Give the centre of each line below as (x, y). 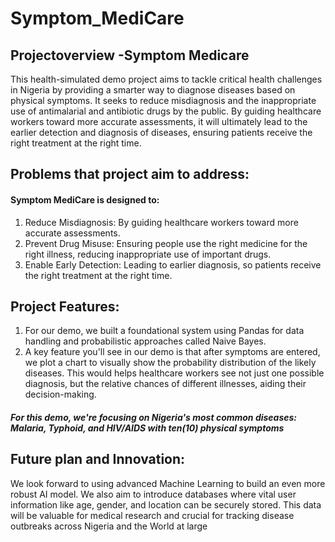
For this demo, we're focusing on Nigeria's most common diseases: (154, 417)
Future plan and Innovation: (98, 459)
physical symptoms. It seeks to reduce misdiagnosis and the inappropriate (163, 100)
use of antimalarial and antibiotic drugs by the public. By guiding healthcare (166, 111)
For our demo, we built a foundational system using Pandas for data (164, 331)
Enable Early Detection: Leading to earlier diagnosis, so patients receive (173, 264)
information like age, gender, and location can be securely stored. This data (166, 504)
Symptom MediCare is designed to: (85, 199)
